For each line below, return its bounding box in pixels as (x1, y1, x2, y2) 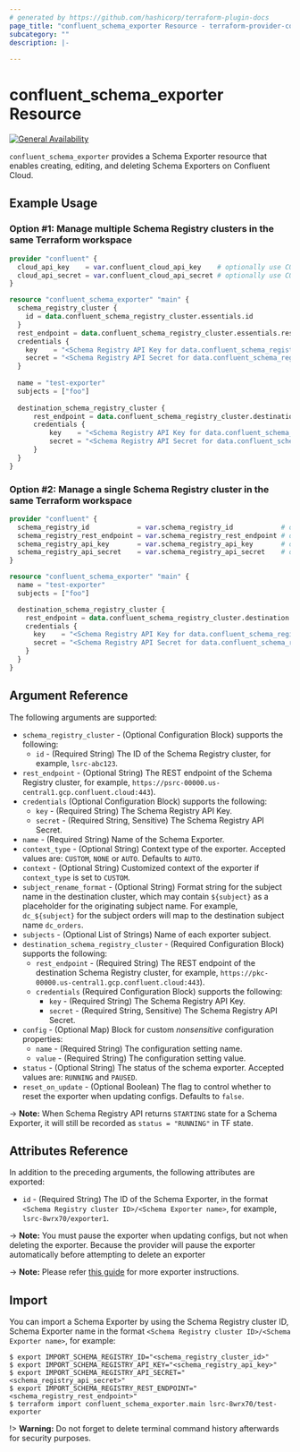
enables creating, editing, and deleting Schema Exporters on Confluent (9, 160, 271, 171)
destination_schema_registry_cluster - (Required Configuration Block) (21, 938, 285, 949)
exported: (9, 1176, 46, 1187)
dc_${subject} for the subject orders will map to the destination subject (21, 910, 285, 920)
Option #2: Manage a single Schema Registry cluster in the (9, 483, 270, 495)
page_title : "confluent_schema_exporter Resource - (9, 21, 205, 30)
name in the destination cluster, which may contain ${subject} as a (21, 891, 270, 901)
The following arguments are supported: (9, 712, 158, 722)
